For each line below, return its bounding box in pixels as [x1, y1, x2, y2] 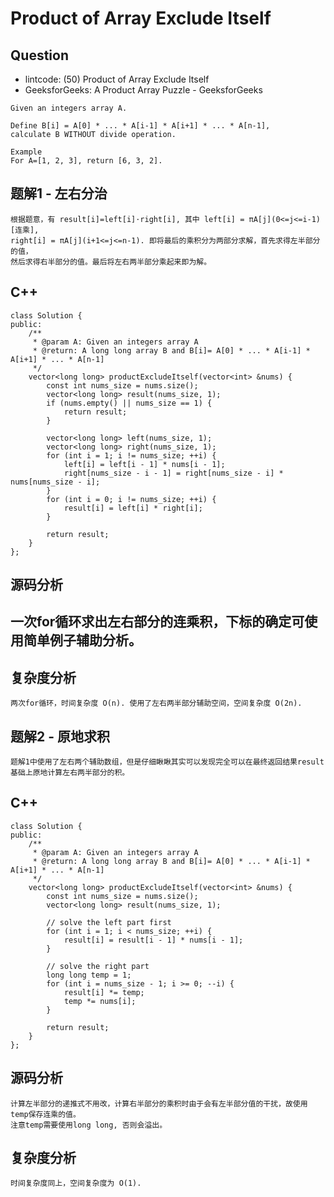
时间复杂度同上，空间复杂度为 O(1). [10, 1178, 142, 1189]
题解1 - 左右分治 [10, 185, 108, 202]
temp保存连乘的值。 [10, 1109, 81, 1119]
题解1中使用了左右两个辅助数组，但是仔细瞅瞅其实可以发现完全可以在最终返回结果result [10, 757, 325, 767]
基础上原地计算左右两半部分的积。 [10, 768, 130, 778]
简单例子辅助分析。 [23, 632, 142, 649]
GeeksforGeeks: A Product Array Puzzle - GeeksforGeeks [24, 84, 263, 96]
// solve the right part [46, 961, 150, 971]
